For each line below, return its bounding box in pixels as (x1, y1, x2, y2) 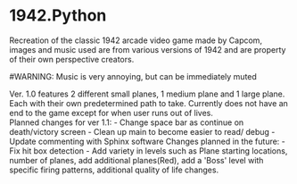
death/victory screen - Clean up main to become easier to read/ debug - (9, 126, 276, 137)
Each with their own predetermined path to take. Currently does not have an (9, 97, 288, 108)
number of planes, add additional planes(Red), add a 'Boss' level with (9, 155, 264, 165)
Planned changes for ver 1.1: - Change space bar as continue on (9, 117, 244, 128)
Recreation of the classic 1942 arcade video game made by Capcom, (9, 35, 263, 46)
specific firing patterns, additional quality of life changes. (9, 164, 219, 175)
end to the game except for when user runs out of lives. (9, 107, 214, 118)
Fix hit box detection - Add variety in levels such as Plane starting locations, (9, 145, 288, 156)
